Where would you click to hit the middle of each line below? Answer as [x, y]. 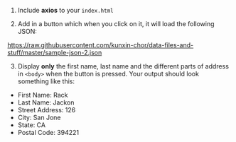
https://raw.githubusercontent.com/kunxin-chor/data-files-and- [101, 45]
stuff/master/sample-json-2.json [55, 53]
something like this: [46, 81]
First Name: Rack [43, 95]
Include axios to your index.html [65, 10]
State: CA [32, 125]
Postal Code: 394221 [48, 132]
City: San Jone [39, 117]
